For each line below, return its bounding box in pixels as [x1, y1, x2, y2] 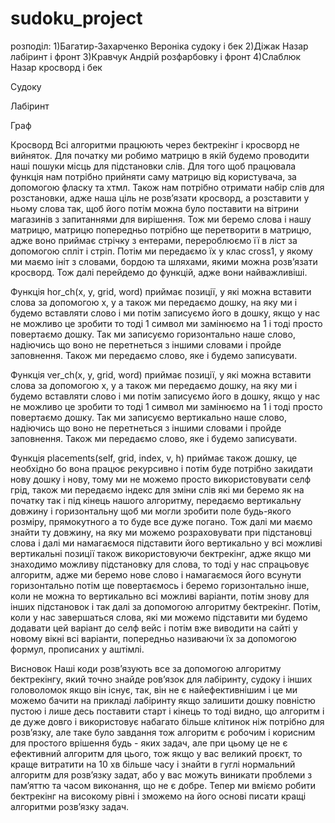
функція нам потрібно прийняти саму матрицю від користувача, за [10, 170, 297, 182]
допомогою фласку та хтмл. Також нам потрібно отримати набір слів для [10, 181, 325, 193]
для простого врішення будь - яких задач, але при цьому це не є [10, 737, 288, 749]
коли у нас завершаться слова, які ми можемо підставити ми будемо [10, 611, 308, 623]
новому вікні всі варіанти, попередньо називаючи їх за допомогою [10, 632, 297, 644]
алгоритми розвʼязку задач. [10, 800, 130, 812]
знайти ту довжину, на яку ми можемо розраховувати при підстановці [10, 526, 313, 538]
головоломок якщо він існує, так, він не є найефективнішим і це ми [10, 683, 298, 696]
